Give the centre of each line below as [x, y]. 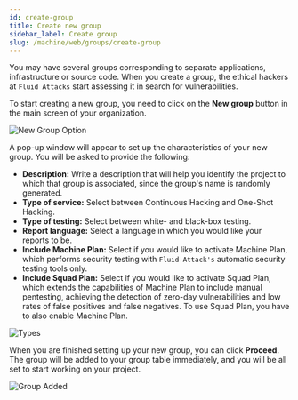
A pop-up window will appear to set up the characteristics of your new [139, 148]
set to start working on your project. [75, 369]
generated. [42, 193]
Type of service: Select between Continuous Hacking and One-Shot [148, 203]
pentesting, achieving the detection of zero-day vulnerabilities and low [151, 297]
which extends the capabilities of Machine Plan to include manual [142, 288]
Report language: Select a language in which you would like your [142, 231]
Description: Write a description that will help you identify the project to [154, 174]
